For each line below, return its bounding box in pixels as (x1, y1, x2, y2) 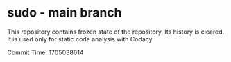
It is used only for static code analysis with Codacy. (7, 34, 154, 43)
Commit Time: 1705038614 (7, 48, 84, 56)
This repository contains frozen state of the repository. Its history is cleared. (7, 28, 224, 36)
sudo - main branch (7, 5, 123, 21)
